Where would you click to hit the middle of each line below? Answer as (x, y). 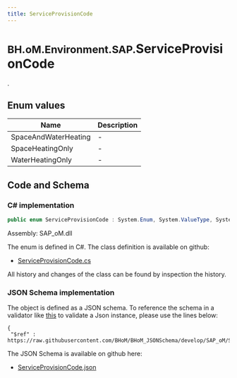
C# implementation (41, 205)
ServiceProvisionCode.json (57, 367)
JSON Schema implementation (61, 292)
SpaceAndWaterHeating (51, 137)
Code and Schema (48, 185)
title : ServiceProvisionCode (50, 14)
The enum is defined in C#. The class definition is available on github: (108, 247)
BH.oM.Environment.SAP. (72, 49)
